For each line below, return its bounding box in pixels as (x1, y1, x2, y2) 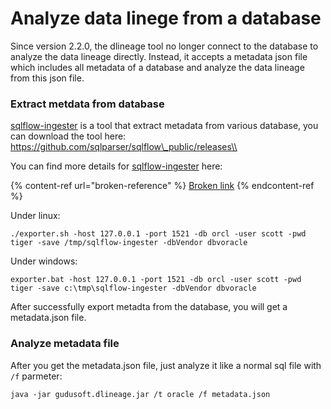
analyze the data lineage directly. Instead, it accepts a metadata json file (10, 50, 308, 62)
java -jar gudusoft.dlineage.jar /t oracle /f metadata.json (10, 389, 271, 399)
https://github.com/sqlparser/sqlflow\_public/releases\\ (10, 141, 238, 153)
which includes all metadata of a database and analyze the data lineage (10, 61, 305, 73)
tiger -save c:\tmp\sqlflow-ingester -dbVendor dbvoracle (10, 283, 257, 294)
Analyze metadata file (10, 337, 120, 351)
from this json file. (10, 72, 85, 84)
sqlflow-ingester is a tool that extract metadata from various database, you (10, 120, 319, 132)
